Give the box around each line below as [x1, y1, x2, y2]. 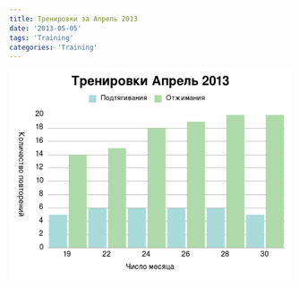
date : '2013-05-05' [9, 23, 82, 33]
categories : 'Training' [9, 43, 98, 52]
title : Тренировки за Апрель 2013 [9, 14, 139, 23]
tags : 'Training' [9, 33, 74, 42]
